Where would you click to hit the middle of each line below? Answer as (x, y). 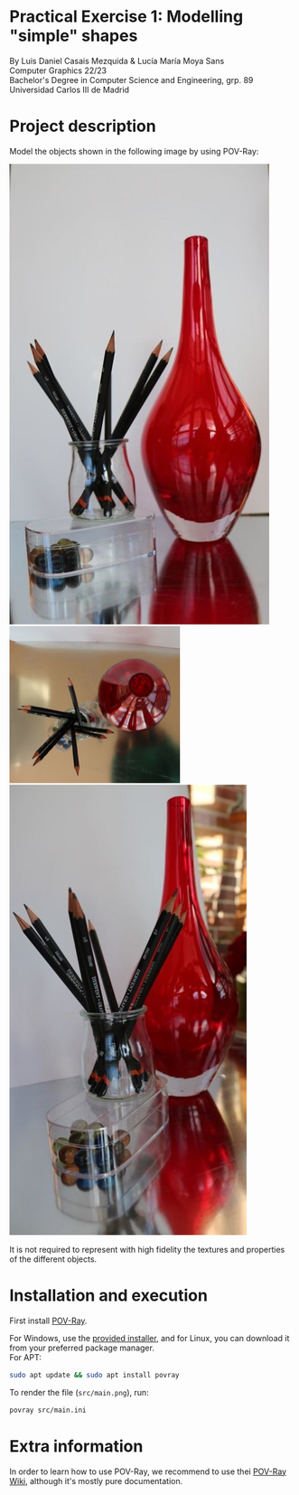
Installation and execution (108, 1296)
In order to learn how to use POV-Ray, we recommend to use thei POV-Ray (148, 1471)
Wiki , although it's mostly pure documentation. (96, 1481)
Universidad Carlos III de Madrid (69, 89)
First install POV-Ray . (48, 1321)
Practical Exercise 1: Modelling (126, 17)
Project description (83, 126)
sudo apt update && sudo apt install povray (94, 1375)
